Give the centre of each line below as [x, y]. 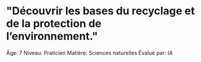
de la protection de [54, 24]
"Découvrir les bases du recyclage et [100, 11]
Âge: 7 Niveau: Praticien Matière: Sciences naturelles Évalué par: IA [89, 52]
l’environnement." [52, 36]
